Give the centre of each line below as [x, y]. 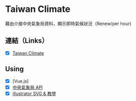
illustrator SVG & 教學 [34, 94]
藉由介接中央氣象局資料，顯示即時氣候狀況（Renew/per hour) [68, 23]
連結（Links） [27, 41]
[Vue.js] [20, 81]
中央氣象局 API [28, 87]
